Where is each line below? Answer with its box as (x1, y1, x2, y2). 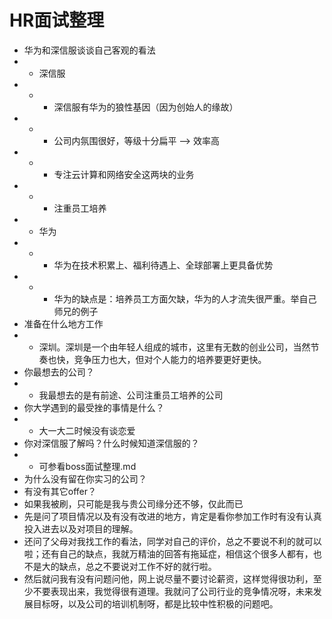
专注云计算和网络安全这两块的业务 (53, 168, 195, 180)
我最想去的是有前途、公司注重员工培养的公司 (38, 389, 224, 401)
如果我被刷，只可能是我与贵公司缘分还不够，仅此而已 (23, 497, 244, 510)
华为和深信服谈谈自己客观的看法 (23, 44, 156, 56)
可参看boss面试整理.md (38, 460, 137, 472)
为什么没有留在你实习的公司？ (23, 472, 147, 485)
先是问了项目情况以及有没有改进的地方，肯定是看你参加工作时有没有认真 (23, 510, 322, 522)
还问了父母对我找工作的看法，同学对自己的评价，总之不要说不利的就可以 (23, 535, 322, 547)
